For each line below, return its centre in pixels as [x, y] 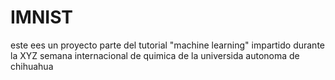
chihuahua [32, 66]
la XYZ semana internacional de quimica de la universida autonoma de [155, 55]
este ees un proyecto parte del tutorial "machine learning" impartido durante [167, 45]
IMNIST [41, 17]
